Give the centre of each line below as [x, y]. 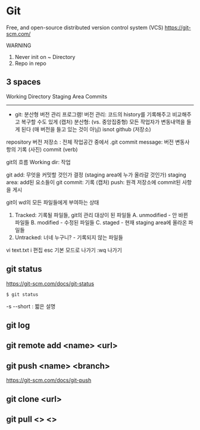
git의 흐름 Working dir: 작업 [38, 162]
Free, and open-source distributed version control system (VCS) [85, 27]
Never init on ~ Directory [45, 57]
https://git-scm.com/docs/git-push [49, 380]
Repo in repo [30, 63]
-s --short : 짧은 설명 [31, 306]
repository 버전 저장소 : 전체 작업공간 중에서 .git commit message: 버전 [90, 142]
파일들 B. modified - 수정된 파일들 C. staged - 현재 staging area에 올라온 [101, 222]
